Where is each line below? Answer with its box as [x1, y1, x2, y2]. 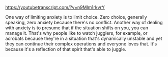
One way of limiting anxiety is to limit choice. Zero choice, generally [5, 14, 147, 20]
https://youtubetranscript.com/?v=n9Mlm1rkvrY [5, 5, 105, 10]
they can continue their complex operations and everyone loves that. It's [5, 41, 157, 47]
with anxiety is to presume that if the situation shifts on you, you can [5, 25, 149, 31]
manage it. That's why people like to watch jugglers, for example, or [5, 30, 148, 36]
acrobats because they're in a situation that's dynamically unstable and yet [5, 35, 162, 41]
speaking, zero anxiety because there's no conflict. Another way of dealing [5, 20, 163, 25]
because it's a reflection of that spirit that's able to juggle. [5, 46, 126, 52]
